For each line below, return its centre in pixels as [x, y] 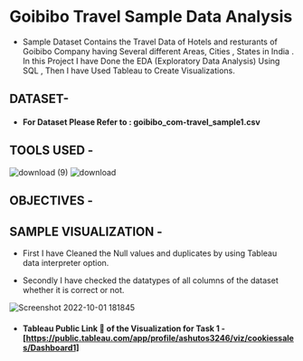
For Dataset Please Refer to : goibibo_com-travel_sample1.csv [141, 122]
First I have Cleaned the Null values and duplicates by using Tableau [150, 253]
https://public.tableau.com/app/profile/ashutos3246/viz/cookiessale [160, 337]
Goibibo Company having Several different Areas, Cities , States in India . [158, 51]
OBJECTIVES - [51, 201]
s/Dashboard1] [51, 347]
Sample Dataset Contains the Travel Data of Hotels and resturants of [150, 42]
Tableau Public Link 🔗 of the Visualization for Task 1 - [124, 328]
